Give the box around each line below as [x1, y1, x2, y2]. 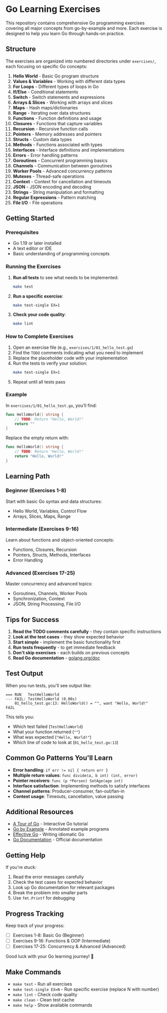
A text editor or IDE [12, 245, 52, 251]
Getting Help [5, 851, 46, 859]
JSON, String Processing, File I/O [12, 601, 81, 607]
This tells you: [5, 714, 34, 720]
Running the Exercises [5, 263, 61, 270]
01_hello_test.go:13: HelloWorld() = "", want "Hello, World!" [14, 701, 149, 706]
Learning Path [5, 472, 50, 480]
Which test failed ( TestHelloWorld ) [12, 723, 83, 729]
